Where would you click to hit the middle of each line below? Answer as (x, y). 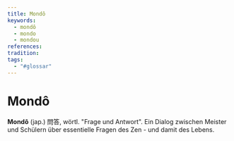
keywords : (22, 20)
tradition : (23, 54)
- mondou (27, 40)
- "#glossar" (33, 66)
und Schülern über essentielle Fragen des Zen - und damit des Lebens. (111, 129)
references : (25, 47)
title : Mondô (27, 14)
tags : (15, 60)
